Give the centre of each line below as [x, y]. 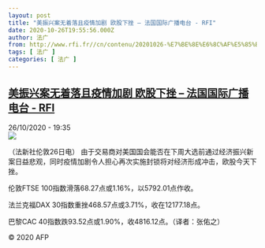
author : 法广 [28, 37]
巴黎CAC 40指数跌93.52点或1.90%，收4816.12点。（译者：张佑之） [116, 221]
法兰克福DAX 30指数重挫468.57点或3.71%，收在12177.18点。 [106, 205]
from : [17, 45]
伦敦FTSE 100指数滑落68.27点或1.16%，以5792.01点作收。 [103, 188]
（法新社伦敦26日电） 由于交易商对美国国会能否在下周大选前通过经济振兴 [127, 151]
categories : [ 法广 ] [43, 60]
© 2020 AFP [29, 237]
